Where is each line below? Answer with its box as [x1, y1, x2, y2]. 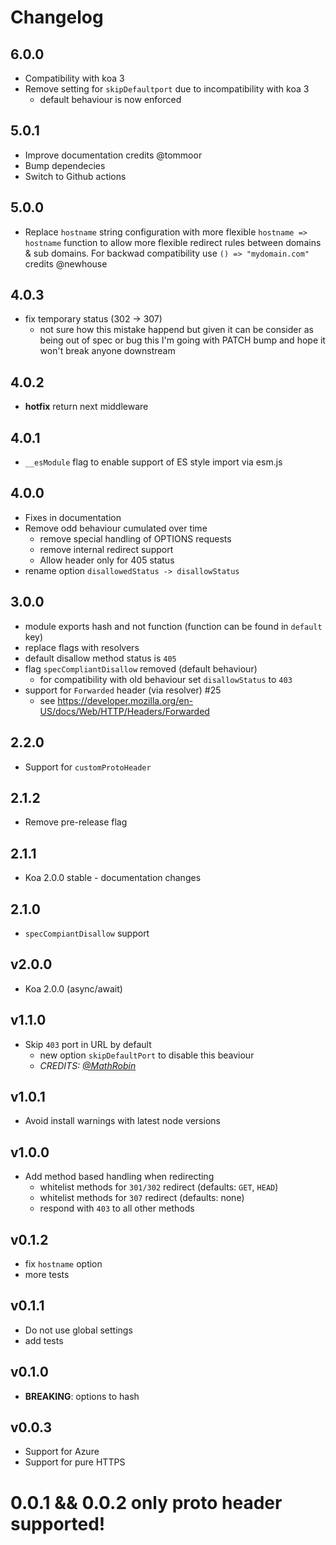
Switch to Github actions [24, 170, 127, 182]
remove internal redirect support [39, 543, 174, 555]
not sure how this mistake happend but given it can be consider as [39, 324, 314, 336]
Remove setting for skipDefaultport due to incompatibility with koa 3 [24, 83, 310, 95]
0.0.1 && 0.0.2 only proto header [10, 1491, 283, 1514]
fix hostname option [24, 1258, 103, 1270]
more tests [24, 1269, 70, 1280]
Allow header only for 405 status [39, 554, 175, 566]
